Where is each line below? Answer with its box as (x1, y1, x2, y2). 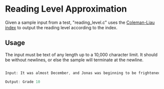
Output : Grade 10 (5, 79, 41, 84)
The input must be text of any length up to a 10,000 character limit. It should (5, 52, 158, 57)
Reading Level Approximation (5, 3, 127, 15)
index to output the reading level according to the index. (5, 24, 118, 30)
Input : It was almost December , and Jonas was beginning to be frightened (5, 71, 161, 75)
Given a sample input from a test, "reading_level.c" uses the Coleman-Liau (5, 19, 155, 25)
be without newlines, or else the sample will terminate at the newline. (5, 57, 144, 63)
